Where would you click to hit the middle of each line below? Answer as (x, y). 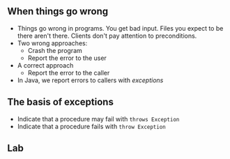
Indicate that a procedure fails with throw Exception (91, 126)
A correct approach (45, 65)
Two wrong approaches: (52, 43)
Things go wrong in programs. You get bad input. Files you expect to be (120, 28)
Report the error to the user (67, 58)
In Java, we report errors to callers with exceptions (90, 80)
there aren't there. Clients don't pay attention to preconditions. (107, 36)
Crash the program (55, 50)
